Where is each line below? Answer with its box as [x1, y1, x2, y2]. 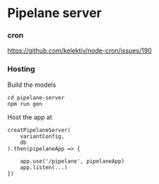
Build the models [7, 80, 57, 89]
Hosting [7, 64, 35, 74]
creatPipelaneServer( [7, 126, 71, 134]
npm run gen [7, 100, 42, 107]
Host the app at [7, 112, 53, 121]
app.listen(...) [20, 163, 69, 171]
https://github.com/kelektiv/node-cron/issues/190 [7, 46, 152, 55]
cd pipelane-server [7, 94, 65, 101]
